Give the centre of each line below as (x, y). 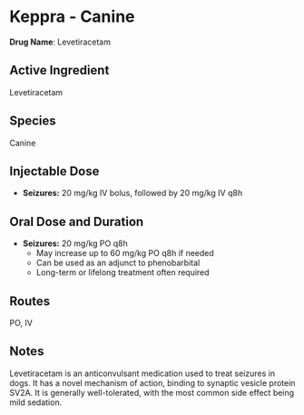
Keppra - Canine (72, 17)
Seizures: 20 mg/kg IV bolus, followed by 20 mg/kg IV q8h (132, 193)
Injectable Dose (54, 171)
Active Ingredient (59, 70)
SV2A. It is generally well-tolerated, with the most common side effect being (152, 392)
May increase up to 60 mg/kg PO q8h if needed (125, 253)
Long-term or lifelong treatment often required (123, 272)
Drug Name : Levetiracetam (60, 42)
